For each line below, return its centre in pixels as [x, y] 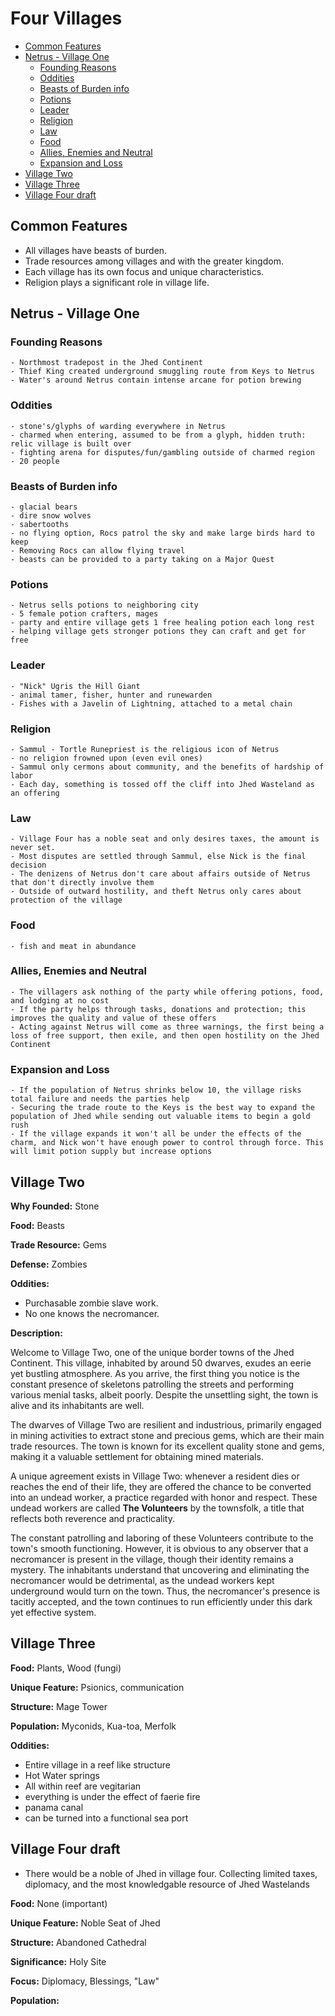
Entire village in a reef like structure [97, 1764]
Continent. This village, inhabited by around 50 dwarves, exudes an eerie [161, 1363]
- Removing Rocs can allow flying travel [98, 551]
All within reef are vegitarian [83, 1786]
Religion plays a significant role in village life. [117, 282]
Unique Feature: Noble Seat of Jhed [85, 1923]
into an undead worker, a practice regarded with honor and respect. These [164, 1497]
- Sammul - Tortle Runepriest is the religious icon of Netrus [145, 749]
